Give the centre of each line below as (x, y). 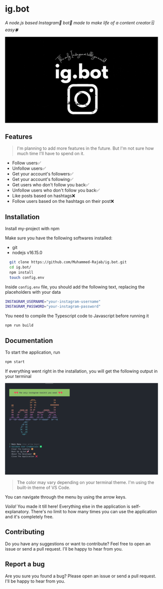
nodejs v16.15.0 (27, 253)
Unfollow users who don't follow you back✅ (56, 190)
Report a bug (25, 564)
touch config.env (27, 277)
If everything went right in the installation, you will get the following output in (81, 371)
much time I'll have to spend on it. (51, 154)
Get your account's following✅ (43, 179)
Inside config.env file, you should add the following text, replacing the (75, 287)
